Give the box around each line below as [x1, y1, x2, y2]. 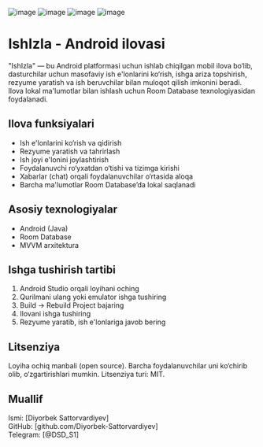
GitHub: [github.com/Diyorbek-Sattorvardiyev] [8, 422, 159, 430]
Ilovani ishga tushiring [19, 309, 91, 319]
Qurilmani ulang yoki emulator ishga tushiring [19, 292, 167, 302]
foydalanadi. [8, 94, 49, 104]
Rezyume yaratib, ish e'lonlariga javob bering [19, 317, 166, 327]
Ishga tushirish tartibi [8, 263, 116, 276]
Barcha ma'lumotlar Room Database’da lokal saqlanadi [19, 179, 196, 189]
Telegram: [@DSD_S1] [8, 430, 80, 439]
